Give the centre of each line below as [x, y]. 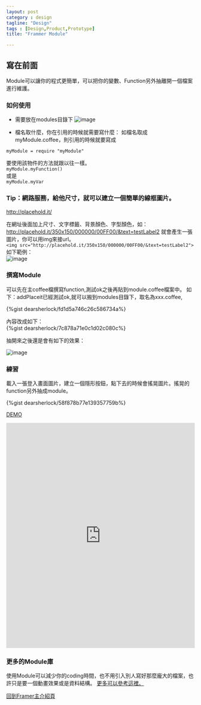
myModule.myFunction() [34, 169]
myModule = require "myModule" [45, 151]
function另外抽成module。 [39, 391]
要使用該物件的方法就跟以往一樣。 [48, 163]
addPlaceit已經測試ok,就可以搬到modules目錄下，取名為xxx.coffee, [100, 297]
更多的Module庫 [30, 662]
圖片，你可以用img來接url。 [40, 239]
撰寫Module [24, 275]
